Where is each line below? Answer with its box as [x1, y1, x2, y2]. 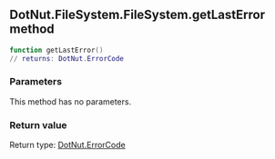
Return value [9, 118, 67, 131]
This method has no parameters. [9, 95, 132, 107]
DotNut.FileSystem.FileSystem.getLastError [9, 7, 266, 23]
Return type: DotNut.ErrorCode [9, 140, 126, 151]
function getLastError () [9, 45, 104, 55]
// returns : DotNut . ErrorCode [9, 54, 125, 63]
